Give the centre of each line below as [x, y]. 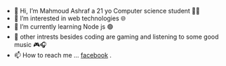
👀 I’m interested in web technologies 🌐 [70, 18]
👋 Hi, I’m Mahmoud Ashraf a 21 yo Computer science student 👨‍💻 [107, 11]
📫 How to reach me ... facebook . [63, 55]
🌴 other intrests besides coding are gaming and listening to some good [116, 37]
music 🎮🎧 [30, 45]
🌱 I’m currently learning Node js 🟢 [64, 27]
